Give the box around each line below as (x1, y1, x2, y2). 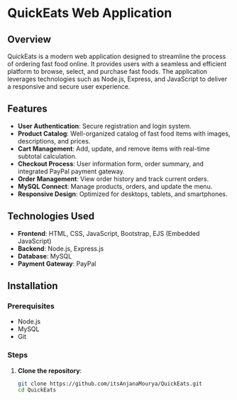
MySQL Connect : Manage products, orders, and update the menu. (17, 182, 213, 190)
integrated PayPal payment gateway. (17, 167, 126, 175)
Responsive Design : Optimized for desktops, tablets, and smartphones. (17, 190, 228, 198)
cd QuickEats (17, 387, 57, 394)
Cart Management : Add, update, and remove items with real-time (17, 144, 211, 153)
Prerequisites (7, 301, 55, 310)
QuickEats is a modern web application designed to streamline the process (7, 52, 226, 60)
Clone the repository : (17, 366, 82, 374)
